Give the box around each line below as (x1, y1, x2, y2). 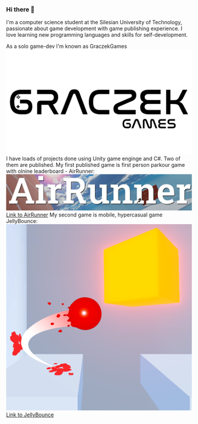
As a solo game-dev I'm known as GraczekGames (6, 43, 127, 50)
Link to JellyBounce (6, 411, 54, 419)
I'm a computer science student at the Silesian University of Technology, (6, 19, 183, 26)
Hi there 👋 (6, 5, 35, 14)
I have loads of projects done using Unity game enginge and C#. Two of (6, 155, 181, 162)
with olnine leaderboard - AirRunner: (6, 167, 95, 174)
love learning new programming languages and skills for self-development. (6, 31, 188, 38)
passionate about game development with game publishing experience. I (6, 25, 183, 32)
